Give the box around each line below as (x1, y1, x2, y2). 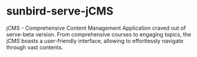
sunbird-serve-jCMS (6, 4, 114, 18)
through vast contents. (6, 44, 63, 51)
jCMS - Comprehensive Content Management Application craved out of (6, 24, 186, 32)
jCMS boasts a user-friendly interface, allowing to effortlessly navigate (6, 37, 184, 44)
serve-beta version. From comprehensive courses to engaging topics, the (6, 30, 192, 38)
